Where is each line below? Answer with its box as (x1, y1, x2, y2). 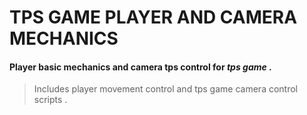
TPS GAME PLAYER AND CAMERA (9, 6, 298, 29)
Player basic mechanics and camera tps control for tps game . (9, 61, 272, 73)
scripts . (33, 94, 68, 106)
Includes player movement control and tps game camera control (33, 83, 298, 95)
